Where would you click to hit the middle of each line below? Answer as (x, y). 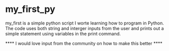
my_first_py (30, 9)
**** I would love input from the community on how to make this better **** (84, 43)
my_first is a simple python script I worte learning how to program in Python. (85, 23)
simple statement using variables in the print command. (63, 33)
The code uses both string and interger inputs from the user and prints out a (85, 28)
